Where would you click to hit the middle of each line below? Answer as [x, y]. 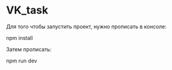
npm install [20, 38]
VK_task [27, 10]
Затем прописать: [29, 49]
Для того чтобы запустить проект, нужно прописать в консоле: [87, 26]
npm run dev [22, 61]
